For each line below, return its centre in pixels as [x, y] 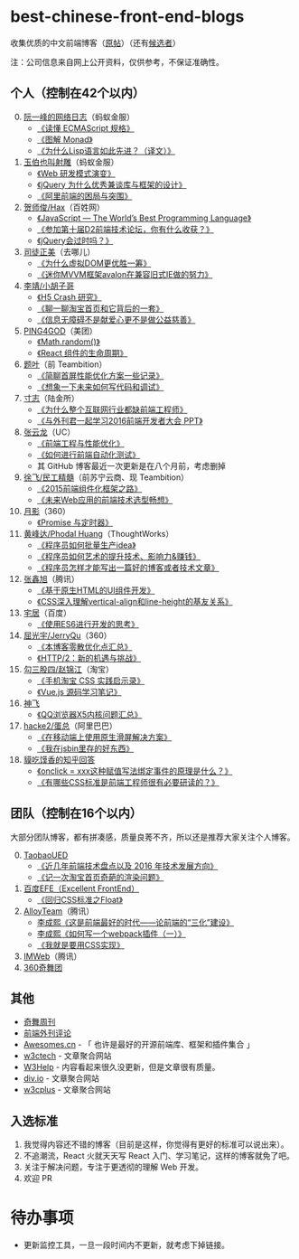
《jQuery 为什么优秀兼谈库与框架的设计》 [112, 184]
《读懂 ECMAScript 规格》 [85, 127]
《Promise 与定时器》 [75, 522]
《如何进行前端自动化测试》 [89, 455]
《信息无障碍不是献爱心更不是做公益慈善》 [116, 319]
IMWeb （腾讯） [52, 956]
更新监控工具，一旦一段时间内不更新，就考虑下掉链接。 [126, 1245]
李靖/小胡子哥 [49, 286]
